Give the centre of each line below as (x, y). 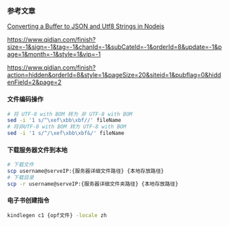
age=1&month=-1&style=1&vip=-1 (54, 54)
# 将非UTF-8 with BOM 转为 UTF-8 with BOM (67, 127)
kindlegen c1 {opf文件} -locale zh (57, 215)
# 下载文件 (21, 165)
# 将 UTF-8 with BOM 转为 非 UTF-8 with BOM (70, 114)
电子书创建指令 (28, 201)
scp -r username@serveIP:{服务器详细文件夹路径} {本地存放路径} (93, 184)
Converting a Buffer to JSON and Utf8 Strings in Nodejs (86, 26)
